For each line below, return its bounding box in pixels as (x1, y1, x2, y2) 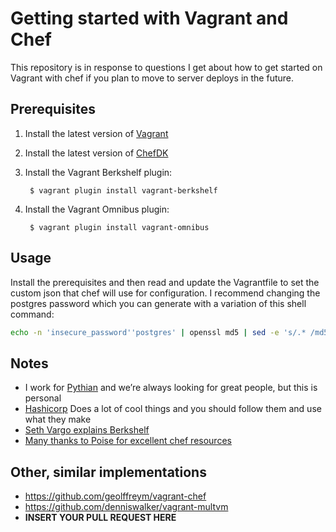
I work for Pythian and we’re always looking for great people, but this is (24, 382, 318, 394)
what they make (24, 413, 92, 426)
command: (10, 308, 55, 320)
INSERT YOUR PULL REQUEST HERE (24, 512, 177, 524)
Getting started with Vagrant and (10, 7, 289, 30)
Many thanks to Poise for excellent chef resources (24, 435, 232, 447)
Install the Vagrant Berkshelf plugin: (24, 166, 173, 178)
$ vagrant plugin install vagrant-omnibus (29, 222, 210, 232)
